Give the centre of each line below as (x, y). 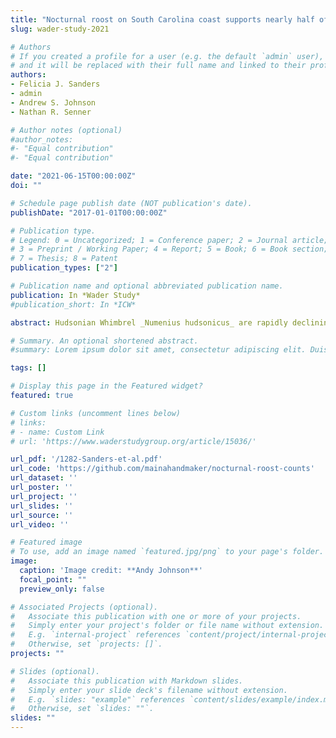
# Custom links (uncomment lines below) (96, 413)
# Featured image (46, 542)
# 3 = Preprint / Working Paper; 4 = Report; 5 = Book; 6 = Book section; (169, 249)
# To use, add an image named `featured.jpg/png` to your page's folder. (167, 552)
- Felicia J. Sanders (55, 84)
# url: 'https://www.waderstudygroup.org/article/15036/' (133, 441)
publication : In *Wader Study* (75, 295)
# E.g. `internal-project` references (96, 635)
